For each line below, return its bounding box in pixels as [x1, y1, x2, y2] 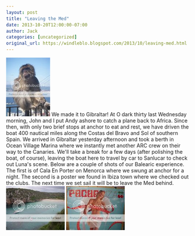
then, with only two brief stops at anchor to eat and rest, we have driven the [6, 123, 189, 130]
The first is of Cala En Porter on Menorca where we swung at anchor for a [6, 167, 184, 174]
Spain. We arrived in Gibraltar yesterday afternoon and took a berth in [6, 136, 174, 143]
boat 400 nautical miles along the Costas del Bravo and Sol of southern [6, 130, 179, 136]
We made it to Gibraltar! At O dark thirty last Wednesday [51, 111, 187, 117]
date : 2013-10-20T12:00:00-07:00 [6, 22, 88, 28]
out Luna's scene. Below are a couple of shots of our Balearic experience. [6, 161, 184, 167]
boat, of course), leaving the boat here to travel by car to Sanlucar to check [6, 154, 188, 161]
